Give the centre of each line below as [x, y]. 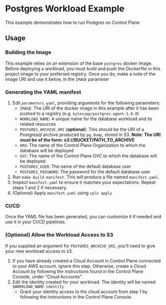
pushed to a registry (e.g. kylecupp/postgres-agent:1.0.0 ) [79, 113]
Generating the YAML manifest [43, 92]
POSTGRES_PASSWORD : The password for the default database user [85, 171]
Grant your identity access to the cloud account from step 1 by [83, 292]
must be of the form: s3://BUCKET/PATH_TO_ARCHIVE [77, 140]
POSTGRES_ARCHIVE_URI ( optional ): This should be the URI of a [82, 129]
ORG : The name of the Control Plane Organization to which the [83, 145]
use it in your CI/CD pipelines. [36, 222]
